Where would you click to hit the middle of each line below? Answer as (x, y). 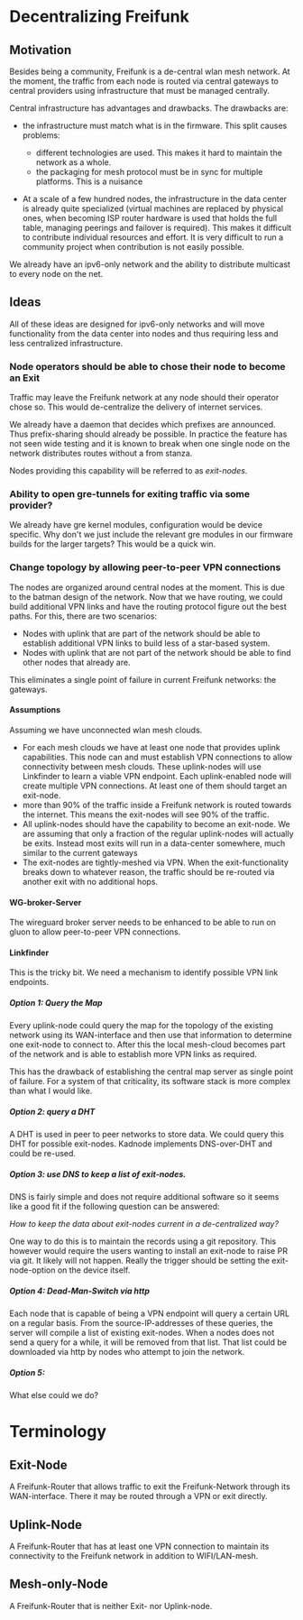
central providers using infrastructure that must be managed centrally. (140, 91)
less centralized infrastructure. (66, 343)
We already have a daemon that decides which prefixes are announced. (143, 425)
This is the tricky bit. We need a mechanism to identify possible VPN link (144, 972)
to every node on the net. (56, 274)
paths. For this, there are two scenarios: (83, 616)
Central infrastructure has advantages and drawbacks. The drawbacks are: (149, 108)
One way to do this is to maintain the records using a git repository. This (143, 1241)
